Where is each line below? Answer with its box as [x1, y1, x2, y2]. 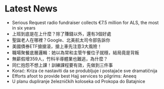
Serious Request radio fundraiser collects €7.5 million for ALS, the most [11, 19, 159, 25]
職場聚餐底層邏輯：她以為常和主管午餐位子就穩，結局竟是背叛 [11, 49, 139, 55]
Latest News [4, 3, 58, 14]
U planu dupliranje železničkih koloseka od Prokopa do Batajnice [11, 78, 145, 84]
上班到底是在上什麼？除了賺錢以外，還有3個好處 [11, 30, 111, 36]
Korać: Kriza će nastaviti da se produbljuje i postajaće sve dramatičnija [11, 67, 158, 73]
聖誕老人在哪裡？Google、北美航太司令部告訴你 [11, 37, 110, 43]
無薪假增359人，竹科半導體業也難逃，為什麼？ [11, 55, 108, 61]
